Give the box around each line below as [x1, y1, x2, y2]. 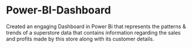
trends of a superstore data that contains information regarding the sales [6, 29, 181, 36]
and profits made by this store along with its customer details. [6, 35, 155, 42]
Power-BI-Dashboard [6, 4, 111, 17]
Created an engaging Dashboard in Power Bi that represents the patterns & [6, 23, 186, 30]
